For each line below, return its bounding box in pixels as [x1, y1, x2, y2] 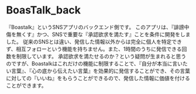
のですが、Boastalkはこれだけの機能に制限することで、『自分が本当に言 [6, 60, 178, 67]
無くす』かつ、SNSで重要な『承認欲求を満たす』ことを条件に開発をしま [16, 30, 191, 38]
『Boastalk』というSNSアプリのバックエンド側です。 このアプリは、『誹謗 [6, 23, 184, 30]
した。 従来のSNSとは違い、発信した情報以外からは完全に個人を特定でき [6, 38, 183, 45]
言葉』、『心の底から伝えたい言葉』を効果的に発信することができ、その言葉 [11, 67, 191, 74]
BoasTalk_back [6, 4, 81, 17]
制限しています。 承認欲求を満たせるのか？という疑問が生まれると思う [16, 53, 187, 60]
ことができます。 [6, 82, 47, 89]
